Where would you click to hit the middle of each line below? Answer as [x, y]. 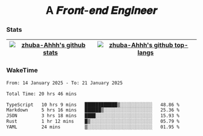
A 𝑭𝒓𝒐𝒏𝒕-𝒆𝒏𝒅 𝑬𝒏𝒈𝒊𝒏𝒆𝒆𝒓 [101, 11]
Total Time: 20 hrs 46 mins [42, 94]
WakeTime [22, 70]
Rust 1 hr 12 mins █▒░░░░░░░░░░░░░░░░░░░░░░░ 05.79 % [93, 122]
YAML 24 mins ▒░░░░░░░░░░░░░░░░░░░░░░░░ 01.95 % [93, 127]
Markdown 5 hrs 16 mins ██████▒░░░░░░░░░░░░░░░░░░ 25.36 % [93, 110]
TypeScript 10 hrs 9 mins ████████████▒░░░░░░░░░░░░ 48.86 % [93, 105]
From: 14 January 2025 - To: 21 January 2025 [64, 83]
